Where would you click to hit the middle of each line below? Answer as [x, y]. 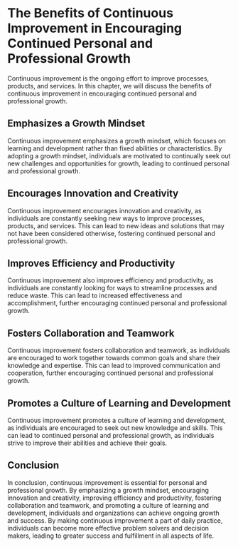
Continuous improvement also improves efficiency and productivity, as [110, 280]
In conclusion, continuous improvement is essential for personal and [107, 482]
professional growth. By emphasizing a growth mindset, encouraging [108, 490]
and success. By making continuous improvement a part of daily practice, [115, 520]
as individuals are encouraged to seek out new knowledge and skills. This [115, 428]
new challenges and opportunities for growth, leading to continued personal [118, 163]
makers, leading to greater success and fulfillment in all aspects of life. [111, 536]
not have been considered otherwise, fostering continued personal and [111, 233]
